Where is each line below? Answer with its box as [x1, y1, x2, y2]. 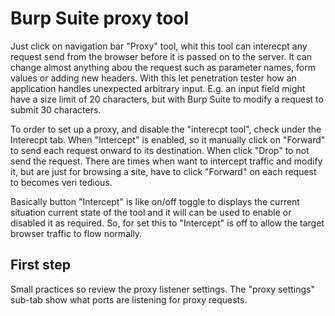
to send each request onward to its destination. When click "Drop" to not [10, 144, 310, 156]
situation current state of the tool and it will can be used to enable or [10, 206, 292, 218]
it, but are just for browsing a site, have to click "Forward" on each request [10, 165, 317, 177]
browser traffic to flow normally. [10, 227, 143, 239]
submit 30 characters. [10, 103, 102, 116]
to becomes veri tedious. [10, 176, 113, 188]
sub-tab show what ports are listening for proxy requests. [10, 293, 248, 306]
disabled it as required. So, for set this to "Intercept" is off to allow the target [10, 217, 325, 229]
